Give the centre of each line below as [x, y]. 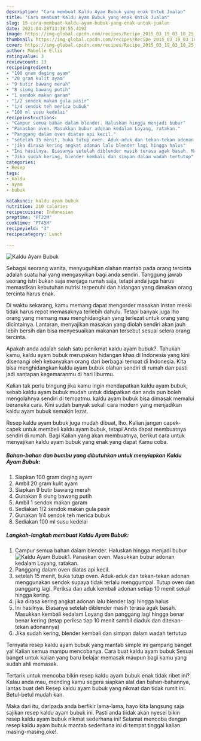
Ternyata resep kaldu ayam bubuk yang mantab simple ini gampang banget [99, 645]
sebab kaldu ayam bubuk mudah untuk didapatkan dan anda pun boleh [94, 392]
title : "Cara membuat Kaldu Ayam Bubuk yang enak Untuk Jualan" [88, 17]
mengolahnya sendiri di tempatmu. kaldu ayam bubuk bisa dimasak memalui [100, 398]
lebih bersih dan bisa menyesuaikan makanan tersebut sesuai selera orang [98, 331]
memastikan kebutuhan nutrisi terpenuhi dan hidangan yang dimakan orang [99, 287]
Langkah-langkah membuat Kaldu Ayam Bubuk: [68, 535]
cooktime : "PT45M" [29, 223]
